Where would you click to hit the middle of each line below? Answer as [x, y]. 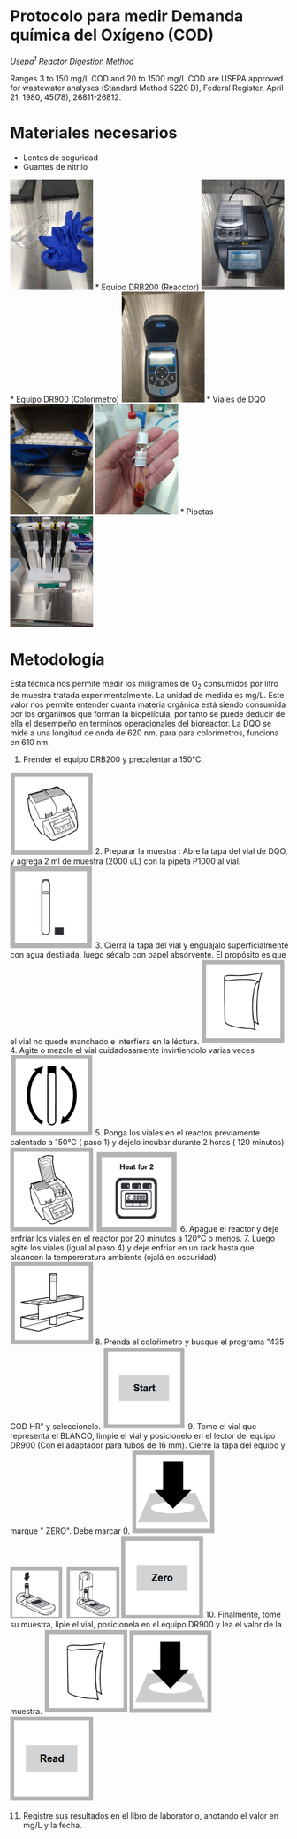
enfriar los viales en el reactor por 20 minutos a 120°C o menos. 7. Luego [143, 1238]
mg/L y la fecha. [52, 1825]
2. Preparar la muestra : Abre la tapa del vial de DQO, [191, 851]
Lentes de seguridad [60, 158]
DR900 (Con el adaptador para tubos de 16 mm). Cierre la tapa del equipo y [148, 1445]
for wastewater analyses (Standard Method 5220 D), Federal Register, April [147, 88]
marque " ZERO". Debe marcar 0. [70, 1531]
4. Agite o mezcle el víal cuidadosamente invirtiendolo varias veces [133, 1050]
